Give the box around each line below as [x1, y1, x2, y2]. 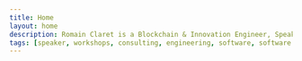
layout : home [9, 22, 58, 30]
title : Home [9, 13, 54, 22]
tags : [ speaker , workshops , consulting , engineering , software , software [9, 38, 292, 48]
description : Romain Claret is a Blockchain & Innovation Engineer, [9, 30, 271, 39]
